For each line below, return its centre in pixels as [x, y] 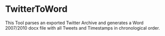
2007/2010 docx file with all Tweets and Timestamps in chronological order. [82, 28]
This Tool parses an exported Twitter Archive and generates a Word [75, 23]
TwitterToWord [37, 9]
